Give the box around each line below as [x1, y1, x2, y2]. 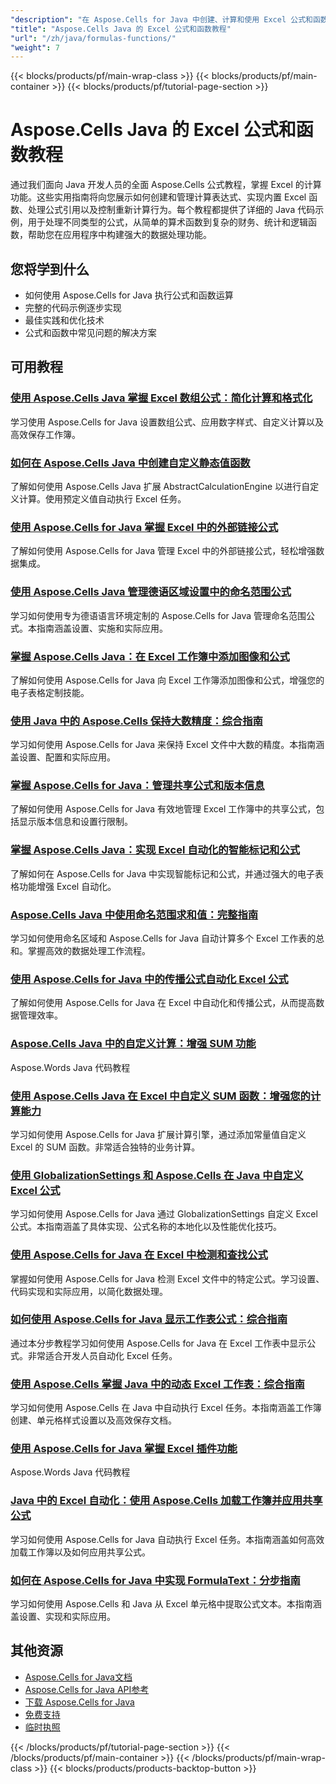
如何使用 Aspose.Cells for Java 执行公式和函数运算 [24, 289, 234, 301]
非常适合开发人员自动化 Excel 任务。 [27, 1349, 178, 1361]
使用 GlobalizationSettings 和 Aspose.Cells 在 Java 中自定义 [10, 1168, 304, 1182]
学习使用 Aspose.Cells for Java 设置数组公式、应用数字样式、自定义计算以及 [10, 416, 325, 428]
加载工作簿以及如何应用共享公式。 [10, 1546, 151, 1558]
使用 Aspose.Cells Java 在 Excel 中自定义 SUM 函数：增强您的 [10, 1089, 311, 1103]
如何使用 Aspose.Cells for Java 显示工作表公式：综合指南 [10, 1312, 288, 1326]
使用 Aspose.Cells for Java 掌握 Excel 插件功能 [10, 1442, 238, 1456]
